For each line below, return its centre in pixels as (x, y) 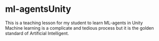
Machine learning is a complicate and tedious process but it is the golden (79, 28)
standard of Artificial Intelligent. (37, 33)
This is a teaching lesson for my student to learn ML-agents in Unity (74, 23)
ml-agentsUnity (38, 9)
